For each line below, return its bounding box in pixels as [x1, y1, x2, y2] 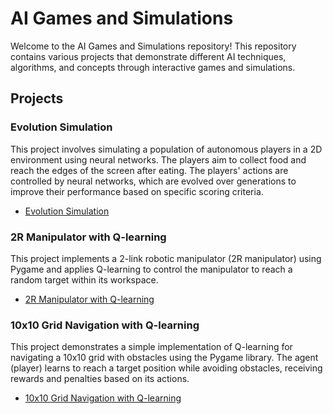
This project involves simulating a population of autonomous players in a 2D [10, 143, 323, 155]
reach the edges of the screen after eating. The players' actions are [10, 164, 289, 176]
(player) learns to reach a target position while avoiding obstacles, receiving [10, 362, 323, 374]
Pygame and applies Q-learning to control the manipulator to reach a [10, 263, 293, 275]
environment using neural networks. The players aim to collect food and [10, 153, 307, 166]
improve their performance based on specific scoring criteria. [10, 185, 264, 197]
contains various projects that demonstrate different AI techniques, [10, 50, 287, 62]
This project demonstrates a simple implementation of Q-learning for [10, 341, 293, 353]
